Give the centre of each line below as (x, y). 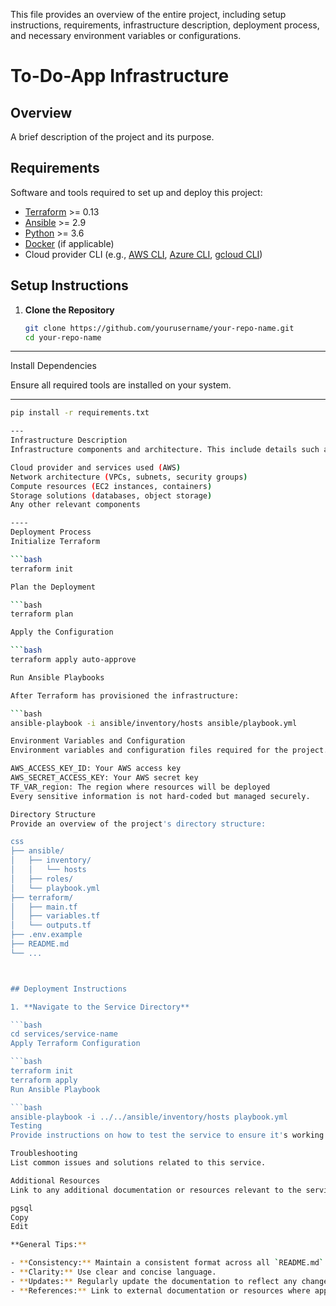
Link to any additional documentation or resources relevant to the (156, 1190)
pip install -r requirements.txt (80, 413)
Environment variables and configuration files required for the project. (169, 750)
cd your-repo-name (63, 337)
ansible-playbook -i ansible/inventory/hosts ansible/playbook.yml (154, 723)
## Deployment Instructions (69, 989)
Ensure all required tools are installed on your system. (121, 385)
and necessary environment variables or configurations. (126, 35)
